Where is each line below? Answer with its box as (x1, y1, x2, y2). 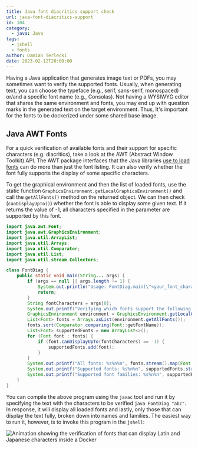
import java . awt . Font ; (6, 224, 62, 230)
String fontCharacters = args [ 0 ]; (27, 300, 112, 306)
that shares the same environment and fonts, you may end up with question (6, 99, 190, 106)
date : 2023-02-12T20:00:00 (6, 58, 72, 64)
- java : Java (11, 31, 44, 37)
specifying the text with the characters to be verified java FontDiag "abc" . (6, 399, 187, 407)
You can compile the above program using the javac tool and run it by (6, 393, 176, 400)
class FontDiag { (6, 267, 49, 273)
